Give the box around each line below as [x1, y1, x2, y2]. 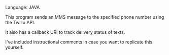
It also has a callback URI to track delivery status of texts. [5, 29, 125, 35]
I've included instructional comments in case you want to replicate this [5, 39, 153, 45]
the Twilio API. [5, 20, 36, 25]
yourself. [5, 44, 24, 50]
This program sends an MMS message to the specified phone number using [5, 14, 164, 20]
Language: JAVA [5, 5, 40, 10]
